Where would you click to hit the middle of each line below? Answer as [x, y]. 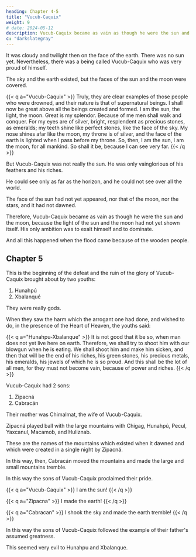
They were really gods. [34, 308]
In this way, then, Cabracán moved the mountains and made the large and [95, 460]
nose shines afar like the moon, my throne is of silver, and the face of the [94, 134]
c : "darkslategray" [30, 39]
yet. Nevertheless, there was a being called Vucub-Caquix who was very [94, 61]
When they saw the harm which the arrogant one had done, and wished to [96, 319]
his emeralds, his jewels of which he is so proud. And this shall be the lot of [97, 362]
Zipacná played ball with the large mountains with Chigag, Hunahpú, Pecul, [97, 425]
